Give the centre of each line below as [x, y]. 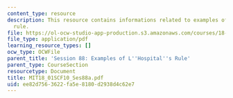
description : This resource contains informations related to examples [113, 20]
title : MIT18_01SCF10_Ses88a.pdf [55, 78]
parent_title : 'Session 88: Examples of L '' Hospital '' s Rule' [99, 59]
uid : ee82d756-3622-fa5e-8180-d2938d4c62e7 [71, 84]
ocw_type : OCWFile [34, 52]
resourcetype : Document [42, 71]
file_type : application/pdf [48, 39]
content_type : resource [42, 13]
